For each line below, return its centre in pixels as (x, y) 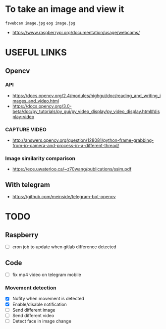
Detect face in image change (42, 321)
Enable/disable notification (39, 304)
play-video (23, 116)
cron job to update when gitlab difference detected (64, 247)
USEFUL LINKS (36, 53)
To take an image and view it (65, 9)
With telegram (28, 185)
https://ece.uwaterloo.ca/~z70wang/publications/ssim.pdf (72, 169)
